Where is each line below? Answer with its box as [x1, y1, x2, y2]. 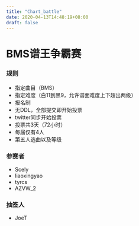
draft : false [6, 20, 38, 25]
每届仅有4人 [14, 128, 44, 135]
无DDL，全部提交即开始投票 [14, 106, 83, 113]
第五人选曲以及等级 [14, 135, 62, 143]
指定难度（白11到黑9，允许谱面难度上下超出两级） [14, 91, 137, 98]
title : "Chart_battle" [6, 8, 62, 15]
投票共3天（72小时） [14, 121, 66, 128]
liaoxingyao [14, 172, 43, 179]
